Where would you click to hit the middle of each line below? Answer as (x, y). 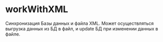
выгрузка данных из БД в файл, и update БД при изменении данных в (82, 28)
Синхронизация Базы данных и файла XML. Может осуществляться (79, 23)
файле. (13, 34)
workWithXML (37, 9)
